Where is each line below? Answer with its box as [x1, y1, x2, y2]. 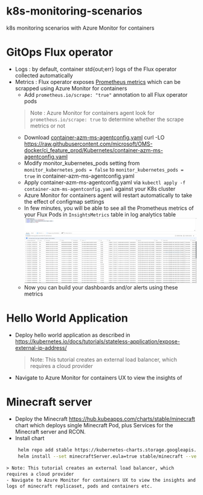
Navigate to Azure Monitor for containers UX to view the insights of [14, 374, 182, 381]
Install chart [14, 435, 45, 442]
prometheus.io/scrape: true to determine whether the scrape [30, 115, 184, 123]
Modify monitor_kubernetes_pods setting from [24, 159, 140, 167]
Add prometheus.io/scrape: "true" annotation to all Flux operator [24, 91, 188, 98]
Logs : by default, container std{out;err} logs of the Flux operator [14, 65, 177, 73]
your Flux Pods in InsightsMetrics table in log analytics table [24, 210, 176, 218]
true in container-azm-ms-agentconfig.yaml [24, 172, 135, 180]
